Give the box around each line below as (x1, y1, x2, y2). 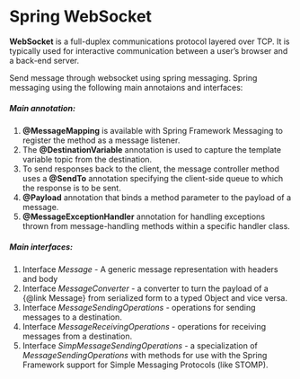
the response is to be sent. (22, 182, 121, 193)
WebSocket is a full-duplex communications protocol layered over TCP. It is (9, 36, 290, 47)
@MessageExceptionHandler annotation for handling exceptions (22, 211, 266, 222)
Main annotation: (9, 102, 76, 113)
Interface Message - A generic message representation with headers (22, 263, 278, 275)
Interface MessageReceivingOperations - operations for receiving (22, 321, 267, 331)
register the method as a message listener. (22, 135, 181, 145)
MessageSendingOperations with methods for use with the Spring (22, 349, 268, 360)
